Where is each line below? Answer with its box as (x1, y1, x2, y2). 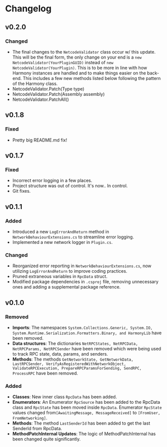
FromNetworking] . (12, 415, 48, 421)
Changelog (5, 3, 52, 14)
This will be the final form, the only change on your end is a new (12, 54, 142, 60)
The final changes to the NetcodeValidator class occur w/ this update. (12, 49, 156, 55)
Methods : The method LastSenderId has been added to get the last (12, 420, 151, 426)
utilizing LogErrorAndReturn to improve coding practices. (12, 268, 128, 274)
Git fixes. (12, 188, 31, 194)
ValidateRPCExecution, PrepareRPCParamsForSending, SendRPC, (12, 366, 142, 371)
